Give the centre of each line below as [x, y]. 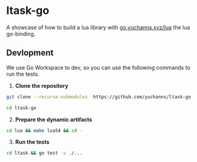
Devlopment [30, 53]
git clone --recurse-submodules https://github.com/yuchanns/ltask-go [98, 97]
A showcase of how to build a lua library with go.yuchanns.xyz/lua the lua [98, 27]
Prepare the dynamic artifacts [54, 120]
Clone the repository [42, 86]
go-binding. [21, 33]
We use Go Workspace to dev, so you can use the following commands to [98, 67]
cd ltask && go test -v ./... [45, 153]
